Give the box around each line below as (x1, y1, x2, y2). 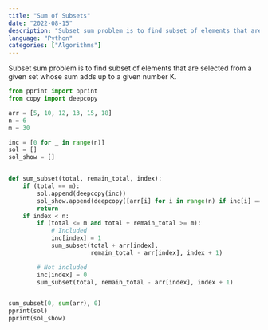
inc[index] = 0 (37, 271, 88, 279)
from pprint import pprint (8, 87, 98, 96)
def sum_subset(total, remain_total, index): (8, 175, 162, 183)
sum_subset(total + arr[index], (50, 241, 159, 249)
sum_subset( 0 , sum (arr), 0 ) (8, 300, 102, 308)
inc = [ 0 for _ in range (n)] (8, 138, 105, 146)
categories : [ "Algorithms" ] (8, 42, 102, 50)
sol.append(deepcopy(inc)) (37, 189, 127, 197)
